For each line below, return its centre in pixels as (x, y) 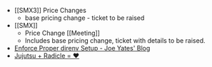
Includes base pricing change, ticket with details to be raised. (115, 41)
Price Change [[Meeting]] (62, 33)
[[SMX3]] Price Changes (50, 10)
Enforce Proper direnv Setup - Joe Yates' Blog (82, 48)
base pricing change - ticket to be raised (85, 18)
